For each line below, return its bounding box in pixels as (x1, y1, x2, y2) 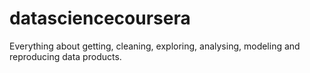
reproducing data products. (9, 50, 122, 62)
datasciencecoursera (9, 7, 191, 30)
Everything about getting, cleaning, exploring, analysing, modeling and (9, 40, 301, 52)
